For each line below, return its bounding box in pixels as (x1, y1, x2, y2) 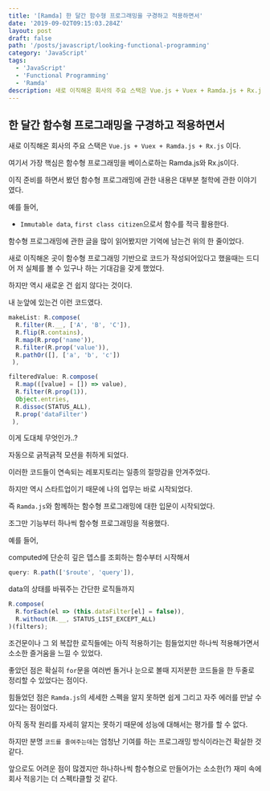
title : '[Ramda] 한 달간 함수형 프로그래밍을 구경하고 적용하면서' (8, 11, 203, 20)
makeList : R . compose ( (8, 314, 81, 322)
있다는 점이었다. (8, 702, 59, 711)
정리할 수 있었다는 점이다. (8, 675, 88, 685)
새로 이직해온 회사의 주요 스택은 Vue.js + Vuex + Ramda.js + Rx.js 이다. (8, 141, 241, 151)
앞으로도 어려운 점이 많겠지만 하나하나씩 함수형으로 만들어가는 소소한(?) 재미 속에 (8, 764, 262, 773)
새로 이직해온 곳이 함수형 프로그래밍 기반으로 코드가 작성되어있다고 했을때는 (8, 254, 245, 263)
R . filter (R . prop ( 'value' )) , (15, 343, 110, 352)
